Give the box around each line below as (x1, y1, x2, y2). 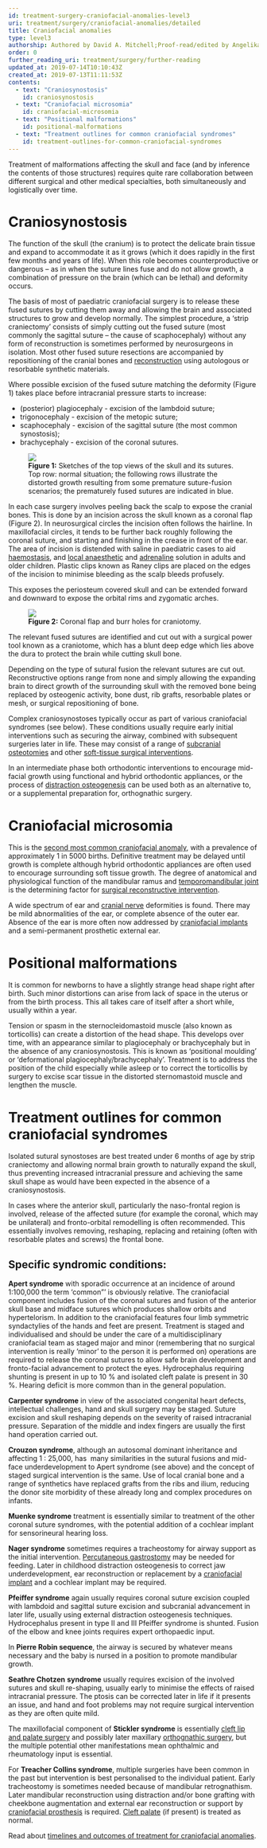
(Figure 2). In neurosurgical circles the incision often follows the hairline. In (8, 519, 253, 528)
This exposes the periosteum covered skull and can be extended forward (8, 585, 248, 594)
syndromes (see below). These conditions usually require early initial (8, 722, 234, 732)
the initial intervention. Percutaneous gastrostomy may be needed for (8, 1552, 235, 1562)
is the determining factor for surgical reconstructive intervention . (8, 885, 220, 895)
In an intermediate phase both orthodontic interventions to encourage (8, 763, 237, 773)
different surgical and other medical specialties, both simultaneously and (8, 176, 246, 186)
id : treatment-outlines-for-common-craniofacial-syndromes (22, 137, 222, 146)
